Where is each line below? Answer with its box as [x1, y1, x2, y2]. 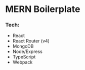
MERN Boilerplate [5, 3, 80, 15]
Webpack [12, 59, 33, 65]
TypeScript [12, 54, 36, 60]
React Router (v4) [12, 38, 50, 44]
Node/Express [12, 48, 43, 54]
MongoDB [12, 43, 34, 49]
